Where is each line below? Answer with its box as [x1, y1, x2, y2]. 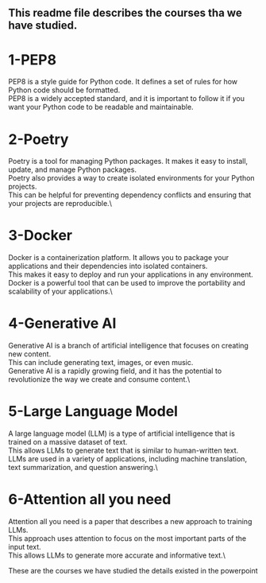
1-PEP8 [8, 51, 57, 68]
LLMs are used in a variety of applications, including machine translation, [8, 454, 248, 464]
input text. [8, 542, 41, 552]
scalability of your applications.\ [8, 286, 113, 297]
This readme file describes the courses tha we [8, 6, 242, 20]
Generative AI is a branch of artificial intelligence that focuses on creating [8, 341, 249, 351]
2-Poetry [8, 130, 69, 148]
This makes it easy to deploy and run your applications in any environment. [8, 270, 254, 279]
